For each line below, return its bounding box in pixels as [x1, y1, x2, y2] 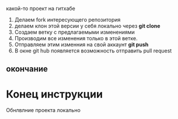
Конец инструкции [6, 87, 103, 101]
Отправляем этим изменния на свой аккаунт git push [14, 41, 149, 48]
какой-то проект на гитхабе [6, 5, 76, 12]
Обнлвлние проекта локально [6, 107, 81, 114]
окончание [6, 64, 48, 74]
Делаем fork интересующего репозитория [14, 16, 121, 23]
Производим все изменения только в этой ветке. [14, 35, 138, 41]
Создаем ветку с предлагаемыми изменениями [14, 29, 135, 36]
